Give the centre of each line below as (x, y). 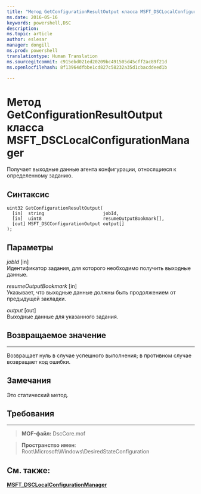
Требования (30, 414)
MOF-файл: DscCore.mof (53, 434)
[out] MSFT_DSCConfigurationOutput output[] (68, 224)
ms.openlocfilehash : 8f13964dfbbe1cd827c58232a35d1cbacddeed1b (87, 67)
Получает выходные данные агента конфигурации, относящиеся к (92, 169)
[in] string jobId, (66, 214)
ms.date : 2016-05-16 (33, 17)
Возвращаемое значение (57, 335)
